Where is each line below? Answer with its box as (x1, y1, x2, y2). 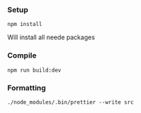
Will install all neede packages (7, 33, 95, 41)
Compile (7, 51, 37, 60)
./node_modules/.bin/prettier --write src (7, 98, 134, 106)
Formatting (7, 83, 47, 93)
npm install (7, 21, 42, 28)
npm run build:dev (7, 67, 61, 74)
